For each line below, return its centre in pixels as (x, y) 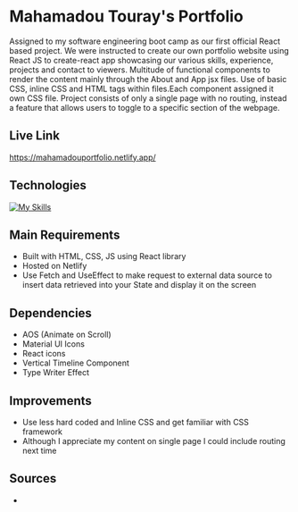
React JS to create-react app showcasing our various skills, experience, (141, 60)
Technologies (48, 185)
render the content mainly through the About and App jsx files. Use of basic (148, 79)
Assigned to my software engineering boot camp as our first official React (145, 41)
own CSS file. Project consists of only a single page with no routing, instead (148, 98)
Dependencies (50, 313)
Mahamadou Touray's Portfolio (126, 17)
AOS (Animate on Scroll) (66, 335)
